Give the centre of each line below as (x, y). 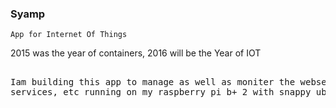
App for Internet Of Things (69, 35)
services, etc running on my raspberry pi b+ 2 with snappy (161, 92)
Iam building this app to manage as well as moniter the (153, 82)
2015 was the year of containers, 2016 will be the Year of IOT (136, 53)
